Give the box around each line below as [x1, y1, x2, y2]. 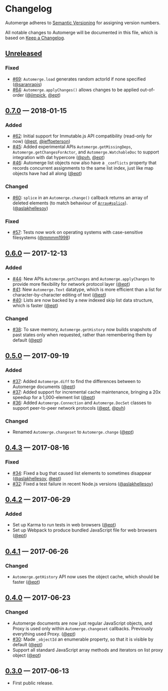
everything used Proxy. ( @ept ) [12, 631, 76, 637]
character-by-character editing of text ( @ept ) [12, 291, 107, 297]
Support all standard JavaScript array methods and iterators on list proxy [12, 647, 163, 653]
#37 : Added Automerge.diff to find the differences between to [12, 378, 141, 384]
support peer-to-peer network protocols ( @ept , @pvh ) [12, 405, 126, 411]
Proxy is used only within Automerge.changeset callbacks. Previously [12, 625, 153, 632]
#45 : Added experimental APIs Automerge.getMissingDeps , [12, 144, 132, 150]
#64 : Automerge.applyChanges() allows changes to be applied [12, 87, 139, 93]
